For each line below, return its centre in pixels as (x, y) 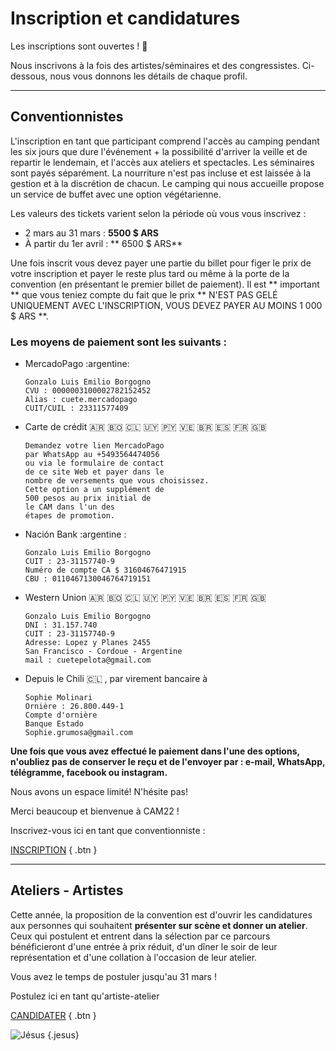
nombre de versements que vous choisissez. (117, 481)
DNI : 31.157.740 (61, 625)
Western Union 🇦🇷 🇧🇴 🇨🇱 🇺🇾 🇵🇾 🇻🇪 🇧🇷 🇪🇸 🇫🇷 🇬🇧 (145, 598)
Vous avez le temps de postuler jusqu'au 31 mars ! (113, 976)
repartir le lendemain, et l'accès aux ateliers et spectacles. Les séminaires (162, 162)
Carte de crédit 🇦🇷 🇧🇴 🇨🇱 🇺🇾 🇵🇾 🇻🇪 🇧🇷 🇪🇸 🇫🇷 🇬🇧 (145, 427)
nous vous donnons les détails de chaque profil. (148, 76)
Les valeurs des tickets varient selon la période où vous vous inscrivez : (158, 213)
